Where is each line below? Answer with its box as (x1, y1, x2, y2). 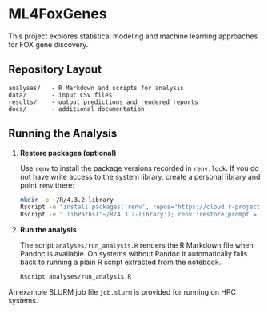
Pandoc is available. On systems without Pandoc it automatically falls (19, 249, 248, 259)
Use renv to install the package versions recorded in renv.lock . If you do (19, 163, 259, 172)
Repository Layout (8, 63, 102, 77)
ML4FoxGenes (8, 5, 107, 23)
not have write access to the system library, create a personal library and (19, 172, 261, 181)
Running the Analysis (8, 127, 118, 141)
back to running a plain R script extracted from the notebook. (19, 257, 222, 267)
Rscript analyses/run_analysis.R (19, 273, 132, 281)
